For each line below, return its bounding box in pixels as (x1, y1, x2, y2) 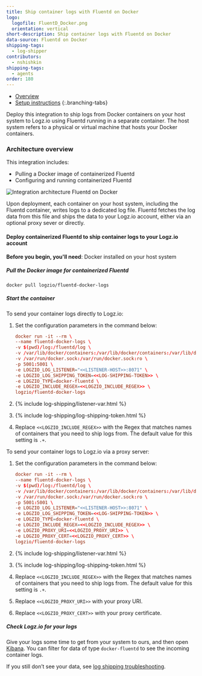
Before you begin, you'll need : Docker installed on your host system (6, 253, 177, 260)
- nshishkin (11, 59, 42, 65)
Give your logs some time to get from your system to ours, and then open (6, 638, 189, 645)
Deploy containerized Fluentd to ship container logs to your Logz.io (6, 233, 178, 241)
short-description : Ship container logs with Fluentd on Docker (6, 31, 171, 37)
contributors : (6, 54, 42, 60)
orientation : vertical (11, 25, 69, 32)
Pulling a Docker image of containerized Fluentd (14, 170, 135, 178)
